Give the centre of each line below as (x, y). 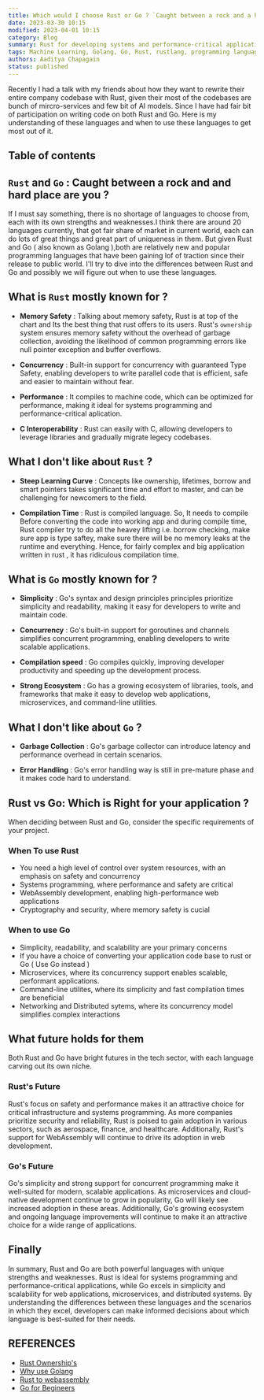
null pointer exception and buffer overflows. (90, 349)
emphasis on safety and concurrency (80, 876)
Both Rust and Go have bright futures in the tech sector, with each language (131, 1058)
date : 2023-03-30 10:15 (47, 23)
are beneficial (42, 998)
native (18, 1200)
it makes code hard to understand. (75, 778)
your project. (29, 831)
